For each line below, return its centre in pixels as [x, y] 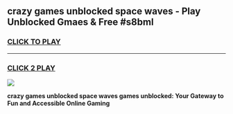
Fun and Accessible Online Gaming [59, 103]
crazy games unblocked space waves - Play [104, 11]
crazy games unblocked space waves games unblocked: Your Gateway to [115, 95]
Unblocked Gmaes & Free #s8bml [80, 22]
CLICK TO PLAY [34, 42]
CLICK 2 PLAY [31, 68]
